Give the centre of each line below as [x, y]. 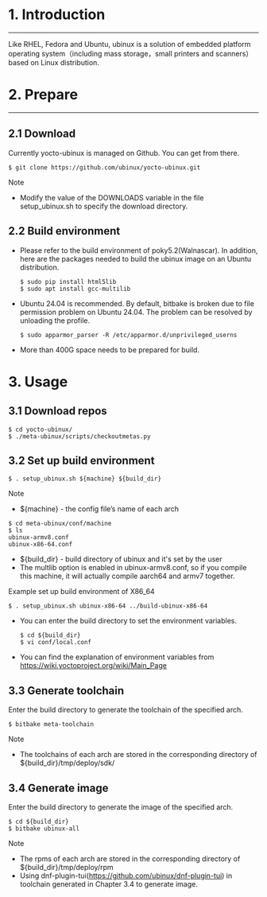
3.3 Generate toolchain [66, 691]
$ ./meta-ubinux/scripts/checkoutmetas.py [79, 436]
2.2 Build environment [64, 231]
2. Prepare [43, 95]
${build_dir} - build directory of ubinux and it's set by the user [121, 559]
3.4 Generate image [58, 788]
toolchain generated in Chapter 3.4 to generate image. [109, 883]
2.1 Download [42, 134]
